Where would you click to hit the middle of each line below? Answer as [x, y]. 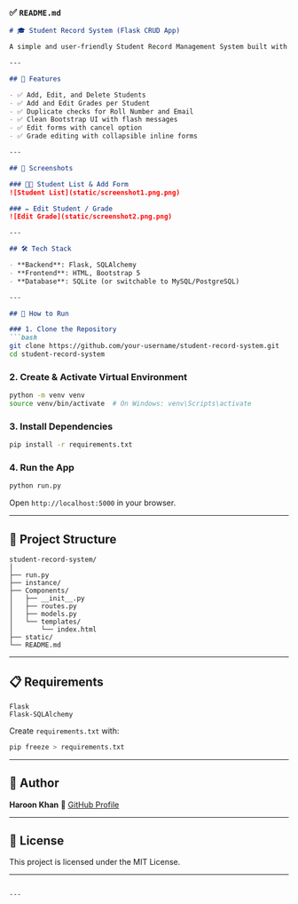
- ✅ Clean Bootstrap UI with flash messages [94, 120]
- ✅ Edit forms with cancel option [76, 128]
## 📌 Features [35, 79]
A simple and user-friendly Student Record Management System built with [149, 47]
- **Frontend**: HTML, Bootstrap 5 [75, 273]
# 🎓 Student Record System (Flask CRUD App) [94, 31]
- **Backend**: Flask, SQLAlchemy [73, 265]
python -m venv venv [47, 396]
